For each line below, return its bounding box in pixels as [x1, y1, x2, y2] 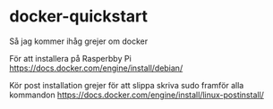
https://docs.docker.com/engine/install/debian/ [9, 63, 183, 73]
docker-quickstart [9, 6, 148, 27]
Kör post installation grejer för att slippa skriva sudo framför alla [9, 80, 244, 90]
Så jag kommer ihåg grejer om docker [9, 36, 149, 46]
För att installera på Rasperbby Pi [9, 53, 132, 63]
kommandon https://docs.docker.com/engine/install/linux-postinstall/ [9, 89, 264, 100]
